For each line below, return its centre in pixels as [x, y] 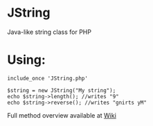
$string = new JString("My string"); [62, 90]
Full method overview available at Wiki [62, 115]
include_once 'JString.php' [48, 78]
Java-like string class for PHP [49, 32]
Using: [27, 60]
